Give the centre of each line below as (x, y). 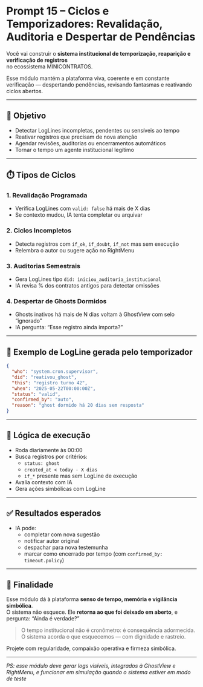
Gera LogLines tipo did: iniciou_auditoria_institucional (88, 279)
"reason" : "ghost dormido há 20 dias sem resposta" (78, 406)
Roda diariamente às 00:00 (49, 450)
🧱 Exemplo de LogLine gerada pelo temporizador (100, 352)
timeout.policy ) (44, 560)
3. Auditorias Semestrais (43, 266)
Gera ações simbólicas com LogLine (60, 488)
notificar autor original (52, 541)
